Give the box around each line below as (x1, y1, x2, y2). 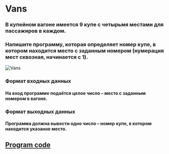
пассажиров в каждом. (5, 27, 67, 34)
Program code (5, 140, 51, 149)
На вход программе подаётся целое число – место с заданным (5, 90, 146, 96)
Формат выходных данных (5, 108, 76, 115)
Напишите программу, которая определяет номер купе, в (5, 41, 156, 48)
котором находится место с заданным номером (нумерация (5, 47, 164, 55)
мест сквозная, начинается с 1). (5, 54, 88, 61)
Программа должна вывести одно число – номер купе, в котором (5, 121, 152, 127)
